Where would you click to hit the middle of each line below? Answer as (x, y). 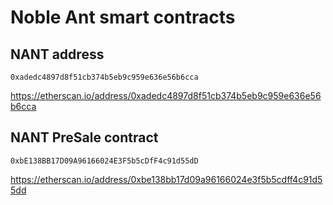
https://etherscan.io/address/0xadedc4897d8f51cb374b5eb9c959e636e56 (166, 95)
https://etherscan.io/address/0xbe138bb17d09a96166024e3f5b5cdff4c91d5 (166, 179)
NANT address (57, 54)
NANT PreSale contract (84, 137)
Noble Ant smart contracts (123, 17)
